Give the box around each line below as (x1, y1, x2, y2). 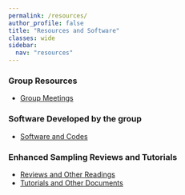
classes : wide (8, 34, 56, 42)
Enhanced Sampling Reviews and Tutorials (8, 151, 178, 162)
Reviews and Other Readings (19, 169, 116, 179)
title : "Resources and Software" (8, 26, 120, 34)
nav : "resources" (15, 49, 74, 57)
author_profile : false (8, 19, 84, 27)
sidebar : (8, 42, 38, 50)
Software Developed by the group (8, 113, 143, 125)
